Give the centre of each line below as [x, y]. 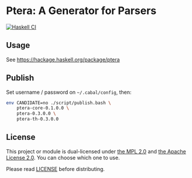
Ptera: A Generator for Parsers [81, 11]
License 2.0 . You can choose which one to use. [63, 158]
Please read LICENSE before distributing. [56, 169]
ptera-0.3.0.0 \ [37, 114]
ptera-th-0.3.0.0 [38, 119]
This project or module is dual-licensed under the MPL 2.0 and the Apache [96, 151]
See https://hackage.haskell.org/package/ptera [63, 59]
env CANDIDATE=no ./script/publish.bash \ [59, 103]
